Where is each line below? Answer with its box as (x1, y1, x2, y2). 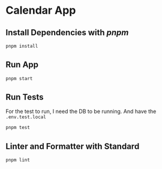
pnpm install (5, 43, 38, 49)
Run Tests (5, 92, 44, 102)
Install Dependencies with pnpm (5, 27, 129, 38)
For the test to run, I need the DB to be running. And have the (5, 108, 157, 115)
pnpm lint (5, 157, 31, 163)
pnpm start (5, 75, 33, 81)
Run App (5, 60, 39, 70)
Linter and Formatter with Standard (5, 141, 140, 151)
